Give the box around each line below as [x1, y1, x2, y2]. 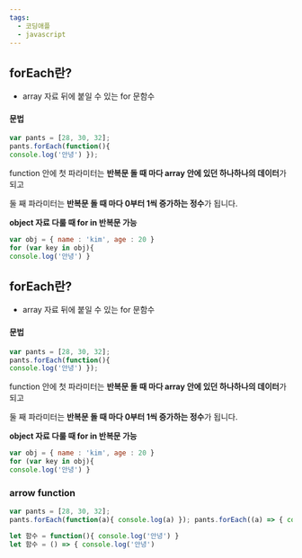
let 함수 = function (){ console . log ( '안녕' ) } [9, 531, 180, 540]
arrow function [9, 486, 76, 499]
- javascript [17, 30, 67, 39]
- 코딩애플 [17, 22, 51, 31]
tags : [9, 13, 30, 22]
